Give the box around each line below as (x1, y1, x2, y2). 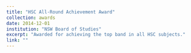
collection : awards (6, 15, 56, 21)
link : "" (6, 37, 28, 43)
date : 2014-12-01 (6, 20, 50, 26)
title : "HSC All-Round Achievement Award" (6, 9, 115, 15)
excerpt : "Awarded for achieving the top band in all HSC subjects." (6, 32, 186, 38)
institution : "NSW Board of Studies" (6, 26, 102, 32)
